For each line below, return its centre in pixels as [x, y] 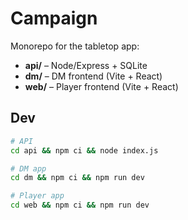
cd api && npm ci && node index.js [84, 150]
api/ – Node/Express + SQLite [86, 65]
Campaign [54, 18]
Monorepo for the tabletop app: [75, 46]
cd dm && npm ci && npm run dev [77, 178]
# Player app [37, 196]
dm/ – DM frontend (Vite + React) [93, 76]
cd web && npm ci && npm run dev [80, 205]
